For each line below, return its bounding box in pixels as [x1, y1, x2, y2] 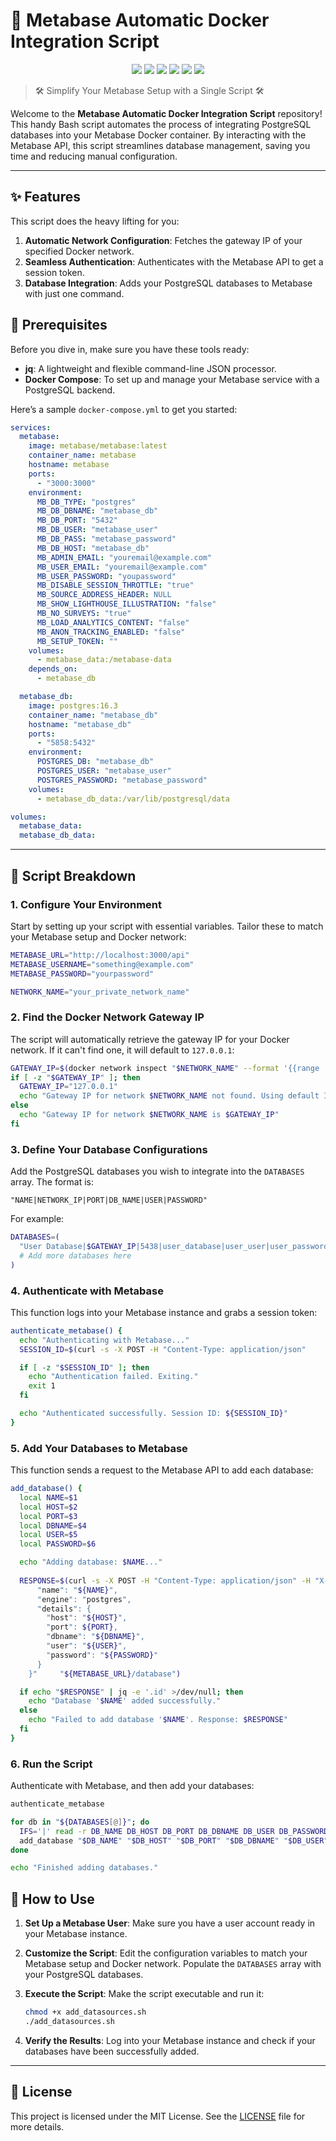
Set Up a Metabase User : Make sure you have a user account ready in [24, 1917, 316, 1929]
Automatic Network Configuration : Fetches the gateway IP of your [24, 234, 303, 246]
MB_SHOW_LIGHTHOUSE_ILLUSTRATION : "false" [36, 599, 217, 609]
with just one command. [24, 287, 125, 299]
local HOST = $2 [19, 1502, 78, 1512]
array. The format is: [10, 1176, 95, 1188]
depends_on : [28, 664, 78, 674]
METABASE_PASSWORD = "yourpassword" [10, 969, 155, 979]
